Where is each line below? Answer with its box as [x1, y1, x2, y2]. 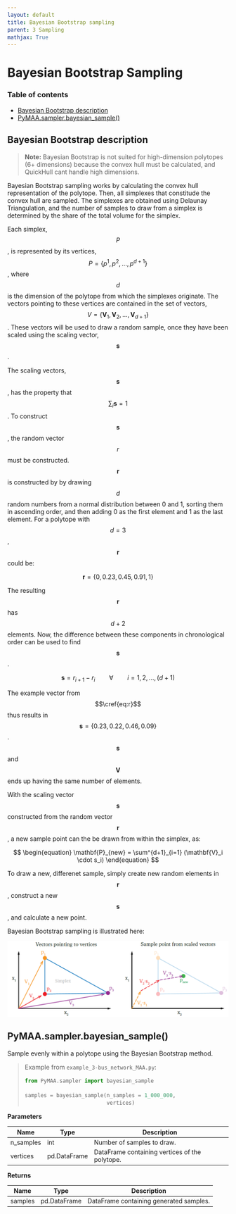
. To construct [7, 412, 48, 420]
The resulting [7, 586, 46, 594]
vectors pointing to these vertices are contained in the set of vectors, [7, 299, 207, 308]
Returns [7, 1171, 32, 1179]
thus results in [7, 711, 48, 719]
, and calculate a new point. [7, 913, 87, 922]
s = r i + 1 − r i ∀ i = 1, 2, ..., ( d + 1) [60, 673, 176, 683]
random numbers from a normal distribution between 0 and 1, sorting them [7, 500, 223, 508]
